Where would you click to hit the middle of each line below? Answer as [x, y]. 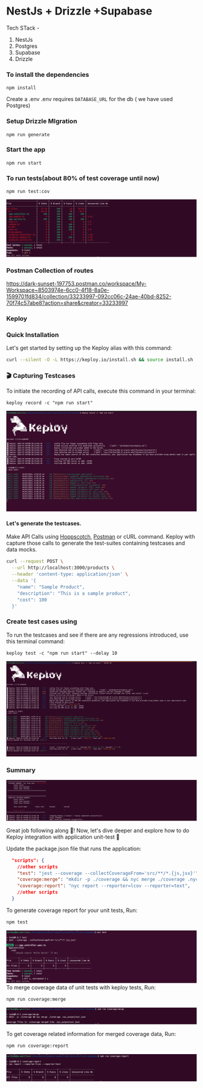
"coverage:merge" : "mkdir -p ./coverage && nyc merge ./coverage [101, 880]
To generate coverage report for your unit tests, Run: [72, 910]
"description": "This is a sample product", [74, 593]
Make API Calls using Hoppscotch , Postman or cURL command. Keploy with [101, 537]
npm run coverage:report [37, 1046]
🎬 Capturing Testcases [41, 376]
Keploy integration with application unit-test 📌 [63, 837]
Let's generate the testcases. [44, 523]
